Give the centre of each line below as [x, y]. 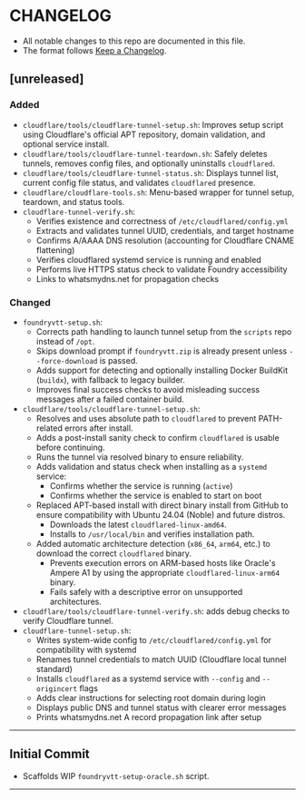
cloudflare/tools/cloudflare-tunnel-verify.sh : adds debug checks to [156, 611]
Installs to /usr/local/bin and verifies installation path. [152, 534]
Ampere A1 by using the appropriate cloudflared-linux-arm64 [164, 572]
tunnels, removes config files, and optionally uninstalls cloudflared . [148, 163]
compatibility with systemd [86, 649]
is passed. [118, 360]
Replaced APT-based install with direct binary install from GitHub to [162, 505]
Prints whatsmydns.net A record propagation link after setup [149, 716]
